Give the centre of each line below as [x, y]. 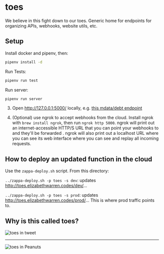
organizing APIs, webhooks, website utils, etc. [51, 25]
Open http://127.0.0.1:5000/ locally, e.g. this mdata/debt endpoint [77, 108]
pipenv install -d [24, 62]
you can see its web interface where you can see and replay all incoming [85, 138]
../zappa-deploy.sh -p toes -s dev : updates [51, 180]
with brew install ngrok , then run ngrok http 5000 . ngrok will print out [83, 123]
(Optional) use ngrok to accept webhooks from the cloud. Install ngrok [83, 118]
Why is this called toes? [42, 221]
